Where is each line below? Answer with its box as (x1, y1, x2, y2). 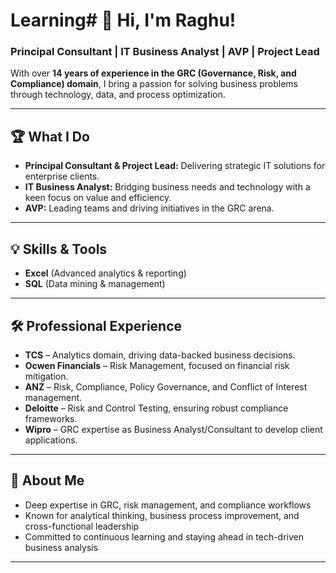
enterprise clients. (24, 170, 100, 183)
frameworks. (24, 412, 78, 424)
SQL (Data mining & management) (24, 278, 166, 290)
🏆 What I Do (10, 128, 90, 145)
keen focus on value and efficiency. (24, 192, 172, 204)
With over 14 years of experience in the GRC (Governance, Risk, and (10, 67, 297, 79)
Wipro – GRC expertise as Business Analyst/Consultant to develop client (24, 423, 323, 435)
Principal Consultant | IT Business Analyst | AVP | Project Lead (10, 45, 320, 59)
